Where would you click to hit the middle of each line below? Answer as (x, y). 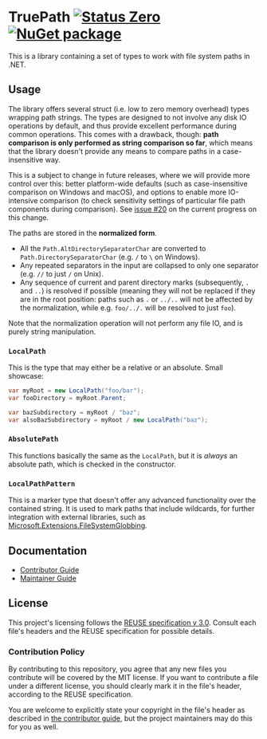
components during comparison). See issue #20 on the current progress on (133, 209)
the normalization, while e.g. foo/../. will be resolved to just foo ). (128, 308)
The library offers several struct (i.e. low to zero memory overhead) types (129, 108)
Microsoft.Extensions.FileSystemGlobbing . (78, 525)
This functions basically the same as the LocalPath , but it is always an (123, 455)
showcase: (26, 376)
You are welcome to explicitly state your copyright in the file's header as (127, 710)
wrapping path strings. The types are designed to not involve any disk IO (128, 117)
